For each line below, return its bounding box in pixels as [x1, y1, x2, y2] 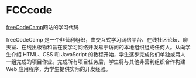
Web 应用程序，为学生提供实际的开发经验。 [6, 65, 111, 72]
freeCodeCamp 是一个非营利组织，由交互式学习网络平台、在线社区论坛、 [6, 36, 183, 43]
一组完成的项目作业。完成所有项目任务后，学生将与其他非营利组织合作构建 [6, 58, 185, 65]
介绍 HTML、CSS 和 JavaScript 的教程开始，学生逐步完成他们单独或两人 [11, 50, 186, 57]
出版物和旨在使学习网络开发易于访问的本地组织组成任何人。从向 [31, 43, 185, 50]
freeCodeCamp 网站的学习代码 [6, 23, 79, 30]
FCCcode [6, 4, 53, 17]
